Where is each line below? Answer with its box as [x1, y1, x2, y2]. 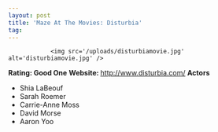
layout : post [8, 11, 51, 20]
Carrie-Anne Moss [19, 100, 80, 110]
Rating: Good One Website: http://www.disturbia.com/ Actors [8, 68, 210, 78]
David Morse [19, 108, 61, 118]
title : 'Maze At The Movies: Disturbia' [8, 19, 143, 27]
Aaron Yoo [19, 117, 54, 126]
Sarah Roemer [19, 92, 67, 101]
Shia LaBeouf [19, 83, 64, 93]
